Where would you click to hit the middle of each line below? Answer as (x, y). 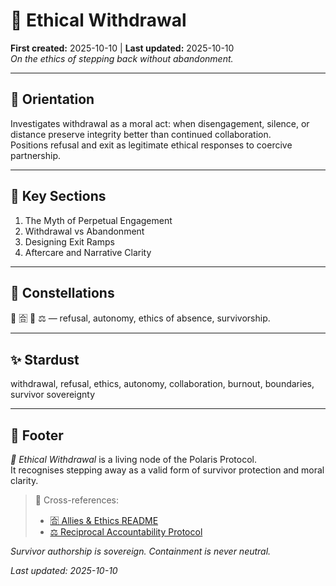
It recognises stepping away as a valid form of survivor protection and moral (167, 470)
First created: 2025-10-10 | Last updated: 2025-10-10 (122, 48)
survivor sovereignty (53, 395)
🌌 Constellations (62, 292)
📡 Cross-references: (76, 500)
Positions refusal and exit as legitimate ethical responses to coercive (151, 145)
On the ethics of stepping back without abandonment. (122, 58)
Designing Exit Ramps (69, 241)
